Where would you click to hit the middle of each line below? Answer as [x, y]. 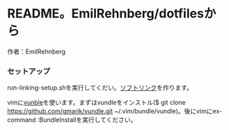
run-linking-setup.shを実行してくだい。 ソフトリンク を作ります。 [100, 88]
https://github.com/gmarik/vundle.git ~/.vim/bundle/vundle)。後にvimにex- [115, 111]
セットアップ [29, 71]
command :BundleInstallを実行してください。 [72, 120]
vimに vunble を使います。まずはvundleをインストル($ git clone [96, 103]
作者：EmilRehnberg [37, 51]
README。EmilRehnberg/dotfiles [105, 14]
